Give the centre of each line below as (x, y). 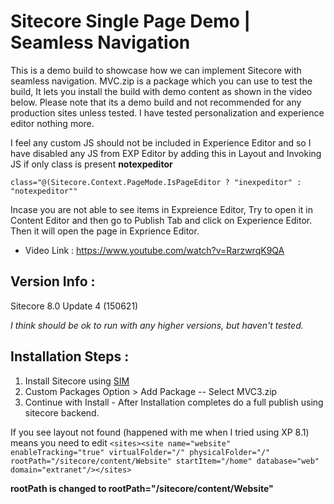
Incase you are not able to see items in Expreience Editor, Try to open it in (161, 209)
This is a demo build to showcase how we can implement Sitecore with (156, 70)
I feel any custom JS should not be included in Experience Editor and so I (161, 142)
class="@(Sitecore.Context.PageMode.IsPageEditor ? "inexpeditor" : (156, 182)
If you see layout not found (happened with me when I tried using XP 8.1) (160, 432)
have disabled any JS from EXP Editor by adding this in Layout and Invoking (166, 153)
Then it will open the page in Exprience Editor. (105, 231)
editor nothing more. (52, 123)
